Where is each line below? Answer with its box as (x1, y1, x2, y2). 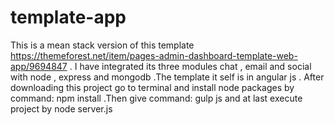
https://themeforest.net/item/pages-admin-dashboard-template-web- (10, 49, 298, 61)
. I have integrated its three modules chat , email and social (69, 60, 312, 72)
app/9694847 (10, 60, 68, 72)
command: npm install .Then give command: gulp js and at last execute (10, 92, 303, 104)
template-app (10, 6, 127, 29)
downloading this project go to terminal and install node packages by (10, 81, 295, 93)
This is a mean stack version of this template (10, 39, 195, 51)
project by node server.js (10, 102, 113, 115)
